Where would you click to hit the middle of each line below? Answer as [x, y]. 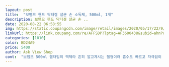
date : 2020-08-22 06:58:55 [33, 24]
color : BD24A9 [20, 43]
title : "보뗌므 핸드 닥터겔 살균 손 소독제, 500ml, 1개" [59, 15]
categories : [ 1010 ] [26, 38]
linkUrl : [14, 33]
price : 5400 [18, 47]
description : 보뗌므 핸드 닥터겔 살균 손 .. [47, 19]
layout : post [19, 10]
